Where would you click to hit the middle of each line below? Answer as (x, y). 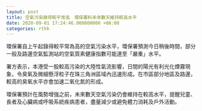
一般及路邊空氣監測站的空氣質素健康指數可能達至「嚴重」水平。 (85, 54)
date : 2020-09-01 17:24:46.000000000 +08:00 (63, 23)
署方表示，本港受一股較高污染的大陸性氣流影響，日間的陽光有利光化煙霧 (96, 67)
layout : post (23, 12)
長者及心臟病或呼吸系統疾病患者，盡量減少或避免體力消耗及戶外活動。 (93, 102)
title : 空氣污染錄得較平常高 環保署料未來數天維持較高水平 (72, 17)
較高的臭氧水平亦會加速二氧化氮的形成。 (55, 82)
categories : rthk (28, 28)
